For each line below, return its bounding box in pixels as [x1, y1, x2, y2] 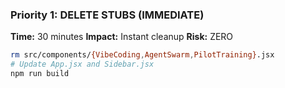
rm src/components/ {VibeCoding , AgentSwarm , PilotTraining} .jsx [10, 50, 275, 60]
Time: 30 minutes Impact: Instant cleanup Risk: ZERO [10, 31, 234, 43]
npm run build [10, 69, 70, 79]
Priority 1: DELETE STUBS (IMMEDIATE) [10, 8, 205, 22]
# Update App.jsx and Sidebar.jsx [10, 59, 155, 70]
